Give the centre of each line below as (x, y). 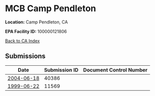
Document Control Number (115, 70)
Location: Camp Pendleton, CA (36, 22)
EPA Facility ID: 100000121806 (36, 31)
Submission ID (61, 70)
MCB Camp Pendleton (51, 9)
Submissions (25, 56)
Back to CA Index (22, 41)
